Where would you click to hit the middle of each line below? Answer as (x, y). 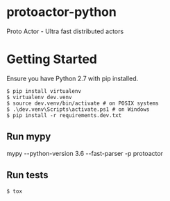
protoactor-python (62, 12)
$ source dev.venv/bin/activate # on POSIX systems (83, 103)
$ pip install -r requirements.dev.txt (64, 115)
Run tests (27, 175)
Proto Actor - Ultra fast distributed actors (65, 31)
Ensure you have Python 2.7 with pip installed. (73, 78)
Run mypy (29, 137)
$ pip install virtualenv (44, 91)
